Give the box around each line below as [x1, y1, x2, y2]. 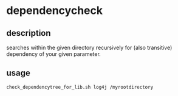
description [6, 28, 51, 38]
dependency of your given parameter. [6, 50, 101, 58]
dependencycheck [6, 4, 103, 18]
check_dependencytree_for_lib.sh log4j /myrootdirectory [6, 84, 154, 90]
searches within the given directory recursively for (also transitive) [6, 44, 173, 51]
